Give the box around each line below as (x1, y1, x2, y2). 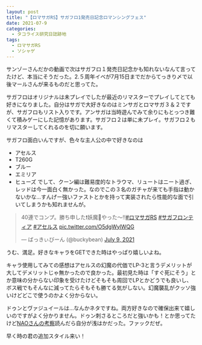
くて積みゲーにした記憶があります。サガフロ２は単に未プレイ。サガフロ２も (6, 116, 196, 123)
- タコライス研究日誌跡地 (11, 31, 67, 37)
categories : (6, 25, 36, 32)
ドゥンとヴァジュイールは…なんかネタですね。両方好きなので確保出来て (6, 304, 185, 311)
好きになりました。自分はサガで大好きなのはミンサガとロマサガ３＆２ (6, 101, 181, 108)
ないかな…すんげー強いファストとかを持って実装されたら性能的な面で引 (14, 193, 194, 200)
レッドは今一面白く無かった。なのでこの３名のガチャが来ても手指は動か (14, 185, 195, 193)
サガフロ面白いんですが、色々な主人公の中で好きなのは (6, 136, 144, 144)
